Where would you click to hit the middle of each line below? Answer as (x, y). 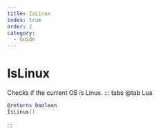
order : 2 (20, 26)
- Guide (25, 39)
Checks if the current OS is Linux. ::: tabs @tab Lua (80, 93)
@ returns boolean (32, 106)
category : (21, 33)
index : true (24, 20)
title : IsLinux (29, 13)
